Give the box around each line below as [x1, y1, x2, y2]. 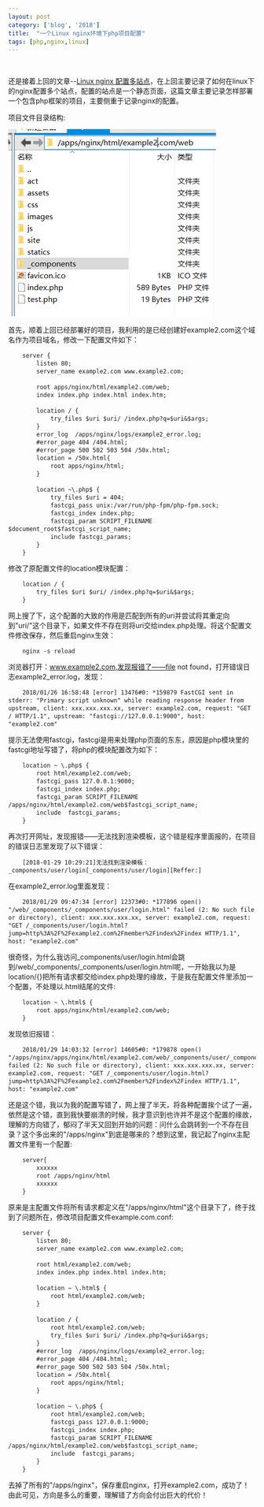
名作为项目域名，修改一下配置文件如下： [8, 335, 139, 344]
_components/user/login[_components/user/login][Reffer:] [8, 867, 202, 875]
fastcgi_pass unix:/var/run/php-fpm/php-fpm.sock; [49, 501, 220, 510]
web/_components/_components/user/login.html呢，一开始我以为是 [17, 962, 236, 972]
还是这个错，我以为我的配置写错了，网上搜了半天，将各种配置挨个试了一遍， [8, 1100, 256, 1110]
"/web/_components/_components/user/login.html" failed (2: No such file [8, 906, 255, 914]
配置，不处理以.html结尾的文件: [14, 982, 116, 992]
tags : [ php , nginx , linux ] [8, 38, 90, 46]
